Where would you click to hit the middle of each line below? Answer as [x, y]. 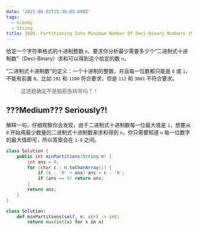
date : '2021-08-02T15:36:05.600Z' [49, 12]
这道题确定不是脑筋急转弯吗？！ [59, 91]
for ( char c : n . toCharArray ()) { [70, 167]
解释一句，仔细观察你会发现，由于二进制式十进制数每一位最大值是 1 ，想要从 [99, 125]
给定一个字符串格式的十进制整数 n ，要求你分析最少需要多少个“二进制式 [92, 51]
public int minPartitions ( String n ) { [64, 156]
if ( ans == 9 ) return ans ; [71, 179]
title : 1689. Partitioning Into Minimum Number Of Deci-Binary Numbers [96, 34]
